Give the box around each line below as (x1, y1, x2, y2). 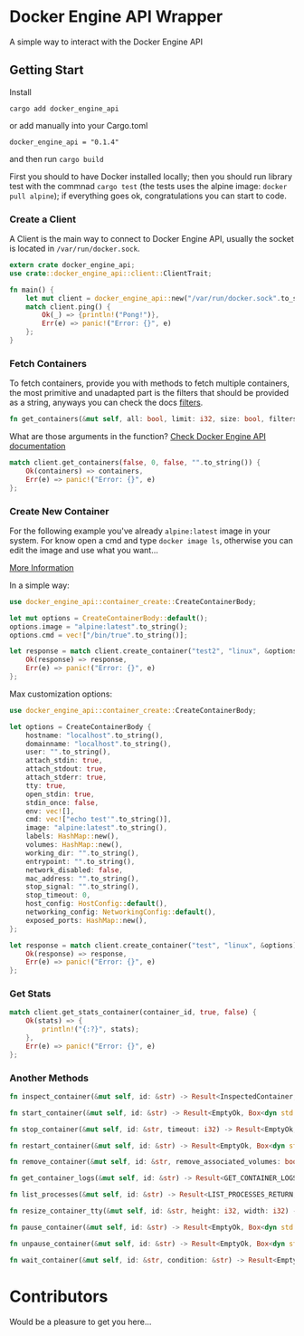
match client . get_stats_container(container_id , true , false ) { (9, 1008, 257, 1017)
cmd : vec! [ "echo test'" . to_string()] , (25, 815, 172, 824)
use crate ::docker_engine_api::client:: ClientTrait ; (9, 269, 213, 278)
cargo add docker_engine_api (9, 104, 119, 113)
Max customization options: (9, 688, 113, 699)
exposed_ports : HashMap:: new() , (25, 916, 147, 925)
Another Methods (9, 1072, 89, 1084)
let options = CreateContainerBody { (9, 722, 152, 731)
